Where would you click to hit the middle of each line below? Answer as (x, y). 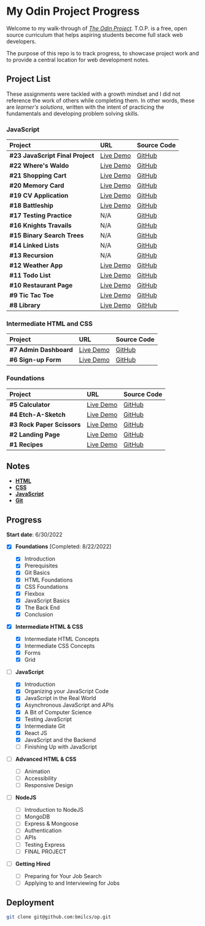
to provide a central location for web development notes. (78, 60)
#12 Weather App (36, 265)
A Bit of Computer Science (58, 712)
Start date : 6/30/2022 (34, 535)
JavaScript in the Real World (60, 698)
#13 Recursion (32, 255)
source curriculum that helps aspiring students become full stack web (95, 34)
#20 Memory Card (37, 185)
